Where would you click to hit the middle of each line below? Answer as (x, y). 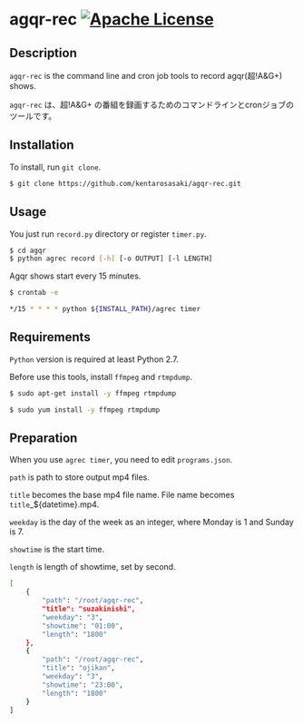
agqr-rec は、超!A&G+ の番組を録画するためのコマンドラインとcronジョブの (152, 105)
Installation (42, 145)
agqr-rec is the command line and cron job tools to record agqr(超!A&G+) (146, 76)
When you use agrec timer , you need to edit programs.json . (121, 460)
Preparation (44, 438)
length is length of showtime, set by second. (93, 567)
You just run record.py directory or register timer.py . (108, 234)
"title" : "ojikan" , (79, 668)
